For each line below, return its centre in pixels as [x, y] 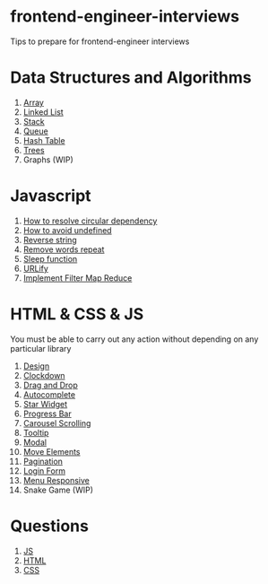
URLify [35, 268]
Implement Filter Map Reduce [78, 278]
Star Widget [45, 404]
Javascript [51, 196]
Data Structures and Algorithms [131, 78]
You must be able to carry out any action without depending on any [134, 339]
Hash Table [44, 140]
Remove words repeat [64, 249]
